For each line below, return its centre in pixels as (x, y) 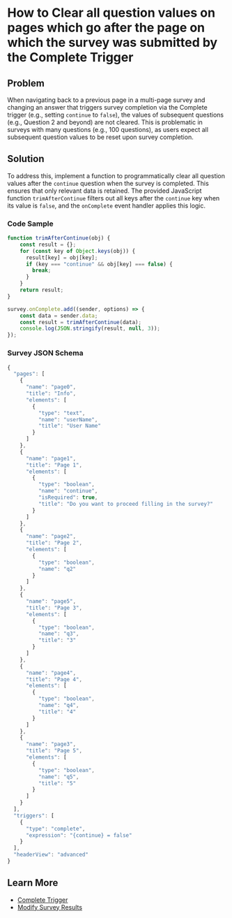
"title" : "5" (57, 783)
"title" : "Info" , (51, 394)
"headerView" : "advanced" (51, 855)
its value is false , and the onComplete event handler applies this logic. (107, 205)
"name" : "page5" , (51, 602)
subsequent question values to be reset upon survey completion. (100, 137)
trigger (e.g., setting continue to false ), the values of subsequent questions (116, 115)
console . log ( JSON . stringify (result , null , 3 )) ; (90, 329)
